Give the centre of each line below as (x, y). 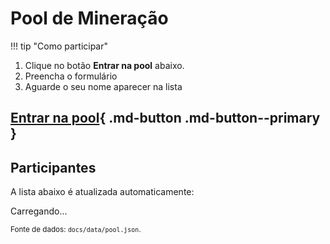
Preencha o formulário (71, 76)
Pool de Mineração (89, 18)
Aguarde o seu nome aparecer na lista (103, 86)
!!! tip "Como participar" (59, 46)
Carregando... (39, 211)
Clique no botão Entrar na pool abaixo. (104, 65)
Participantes (53, 167)
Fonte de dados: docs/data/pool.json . (76, 230)
